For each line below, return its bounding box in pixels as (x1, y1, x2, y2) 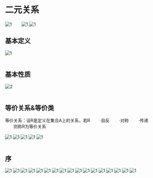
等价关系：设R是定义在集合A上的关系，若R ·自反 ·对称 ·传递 (5, 118, 149, 123)
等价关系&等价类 (5, 104, 54, 112)
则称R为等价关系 (13, 124, 47, 130)
